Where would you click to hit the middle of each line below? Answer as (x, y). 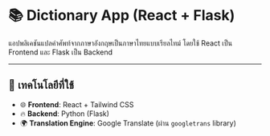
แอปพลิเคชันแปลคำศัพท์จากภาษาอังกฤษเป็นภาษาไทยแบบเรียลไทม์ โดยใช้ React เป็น (121, 43)
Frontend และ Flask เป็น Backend (61, 52)
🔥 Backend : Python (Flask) (65, 114)
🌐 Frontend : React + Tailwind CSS (77, 104)
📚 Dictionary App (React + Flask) (122, 16)
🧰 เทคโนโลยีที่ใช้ (41, 85)
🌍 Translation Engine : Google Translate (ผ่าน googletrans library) (128, 123)
